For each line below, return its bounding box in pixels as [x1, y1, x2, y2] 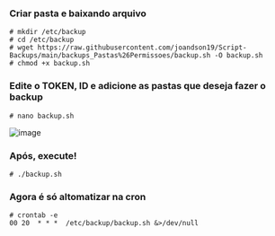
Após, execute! [9, 149, 77, 162]
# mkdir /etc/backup [9, 28, 87, 37]
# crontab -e [9, 211, 58, 220]
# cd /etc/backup [9, 35, 75, 45]
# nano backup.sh [9, 111, 75, 120]
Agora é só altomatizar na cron [9, 190, 146, 203]
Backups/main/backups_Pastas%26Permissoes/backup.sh [9, 51, 211, 60]
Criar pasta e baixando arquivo [9, 7, 146, 20]
